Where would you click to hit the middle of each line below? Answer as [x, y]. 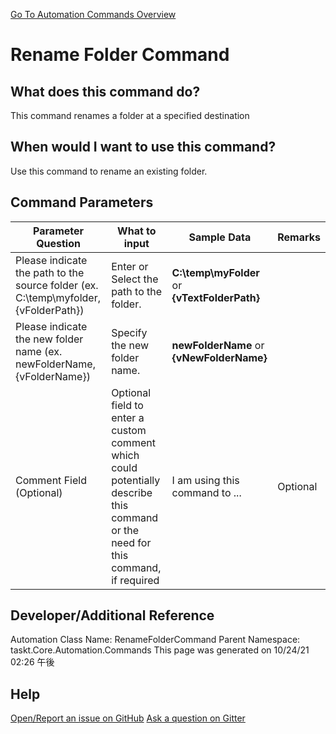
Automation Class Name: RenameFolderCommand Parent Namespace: [155, 640]
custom [129, 430]
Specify [129, 332]
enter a [128, 417]
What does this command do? [105, 91]
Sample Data [220, 237]
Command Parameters [82, 202]
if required [135, 580]
